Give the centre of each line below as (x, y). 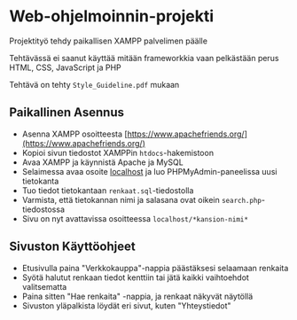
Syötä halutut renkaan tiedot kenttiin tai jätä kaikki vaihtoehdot (136, 277)
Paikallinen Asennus (66, 113)
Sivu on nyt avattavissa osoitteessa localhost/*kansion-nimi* (135, 218)
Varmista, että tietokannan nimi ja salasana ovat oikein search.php (142, 199)
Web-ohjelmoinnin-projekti (112, 16)
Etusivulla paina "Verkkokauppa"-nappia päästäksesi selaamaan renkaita (155, 268)
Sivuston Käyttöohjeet (72, 247)
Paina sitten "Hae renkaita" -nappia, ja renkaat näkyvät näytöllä (137, 296)
